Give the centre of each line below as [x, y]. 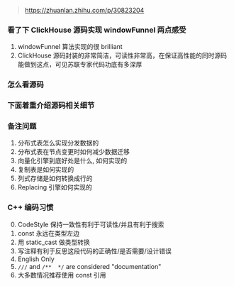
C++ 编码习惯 [30, 207]
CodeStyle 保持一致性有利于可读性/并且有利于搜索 [91, 224]
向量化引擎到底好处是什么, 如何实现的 [72, 161]
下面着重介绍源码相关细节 [51, 106]
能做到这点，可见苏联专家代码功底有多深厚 [80, 65]
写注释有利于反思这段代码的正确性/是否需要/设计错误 [94, 251]
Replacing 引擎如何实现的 [55, 187]
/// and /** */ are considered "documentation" [89, 266]
